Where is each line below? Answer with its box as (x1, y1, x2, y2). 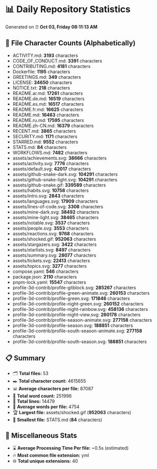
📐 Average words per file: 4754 (12, 403, 80, 410)
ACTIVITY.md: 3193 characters (12, 52, 78, 58)
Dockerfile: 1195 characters (12, 69, 70, 75)
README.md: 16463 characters (12, 112, 80, 118)
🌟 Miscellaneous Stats (5, 431, 77, 440)
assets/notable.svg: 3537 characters (12, 220, 90, 226)
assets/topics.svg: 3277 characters (12, 263, 87, 269)
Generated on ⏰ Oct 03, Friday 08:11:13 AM (5, 23, 98, 30)
